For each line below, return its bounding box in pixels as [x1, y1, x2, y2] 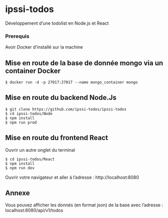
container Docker [5, 66, 61, 75]
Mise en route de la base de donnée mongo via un [5, 59, 163, 67]
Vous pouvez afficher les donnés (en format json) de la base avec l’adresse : [5, 202, 163, 208]
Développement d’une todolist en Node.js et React [5, 20, 109, 26]
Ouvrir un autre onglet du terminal [5, 147, 75, 153]
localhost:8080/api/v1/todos [5, 207, 64, 213]
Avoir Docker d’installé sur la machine [5, 44, 83, 50]
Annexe [5, 189, 30, 197]
